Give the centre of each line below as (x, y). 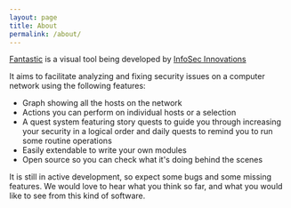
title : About (33, 26)
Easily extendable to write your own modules (104, 150)
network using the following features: (77, 86)
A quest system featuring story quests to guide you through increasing (152, 122)
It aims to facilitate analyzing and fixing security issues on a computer (137, 76)
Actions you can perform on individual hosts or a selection (129, 113)
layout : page (33, 17)
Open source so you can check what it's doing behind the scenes (142, 160)
